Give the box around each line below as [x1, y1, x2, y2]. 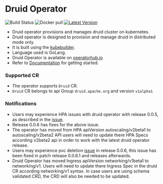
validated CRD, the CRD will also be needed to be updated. [12, 173, 130, 179]
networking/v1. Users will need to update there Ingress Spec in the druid [12, 163, 157, 168]
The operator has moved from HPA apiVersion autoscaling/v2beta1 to [12, 127, 151, 133]
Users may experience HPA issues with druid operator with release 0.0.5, [12, 111, 159, 117]
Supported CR [5, 72, 39, 79]
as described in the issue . [12, 117, 64, 122]
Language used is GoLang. [12, 50, 66, 55]
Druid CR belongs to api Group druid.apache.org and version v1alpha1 [12, 88, 153, 94]
